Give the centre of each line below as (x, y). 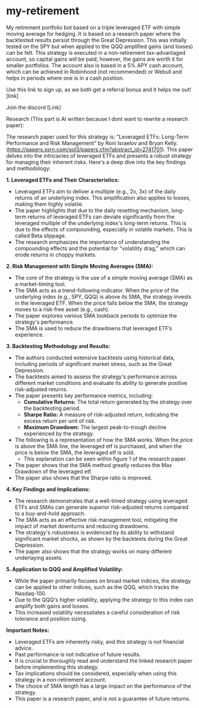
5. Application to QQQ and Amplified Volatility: (65, 569)
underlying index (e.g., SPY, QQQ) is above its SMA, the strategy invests (103, 296)
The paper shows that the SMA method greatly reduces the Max (93, 465)
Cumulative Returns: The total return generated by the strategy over (108, 402)
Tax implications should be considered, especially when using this (96, 673)
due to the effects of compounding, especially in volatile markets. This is (103, 229)
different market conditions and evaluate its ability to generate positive (101, 383)
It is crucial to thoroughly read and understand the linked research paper (104, 660)
